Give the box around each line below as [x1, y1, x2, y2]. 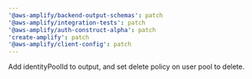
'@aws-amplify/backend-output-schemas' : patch [8, 11, 163, 20]
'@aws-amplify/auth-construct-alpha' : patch [8, 26, 156, 34]
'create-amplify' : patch [8, 33, 89, 41]
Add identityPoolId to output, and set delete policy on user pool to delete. [8, 62, 245, 71]
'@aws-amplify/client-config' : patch [8, 41, 132, 48]
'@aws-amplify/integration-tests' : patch [8, 19, 146, 27]
